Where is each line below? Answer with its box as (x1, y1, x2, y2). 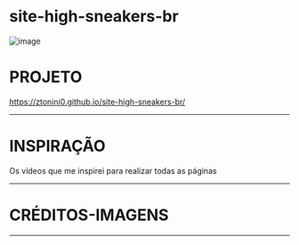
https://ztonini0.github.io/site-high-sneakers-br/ (9, 96, 186, 107)
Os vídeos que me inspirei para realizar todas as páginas (9, 165, 217, 176)
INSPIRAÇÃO (9, 136, 106, 157)
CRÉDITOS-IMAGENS (9, 205, 169, 225)
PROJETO (9, 67, 83, 87)
